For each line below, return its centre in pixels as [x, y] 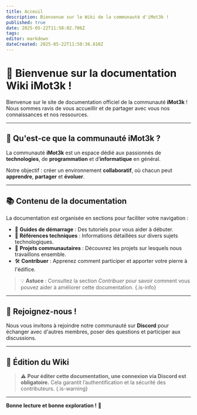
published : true [26, 22]
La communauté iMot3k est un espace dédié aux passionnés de [84, 153]
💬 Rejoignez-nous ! [42, 311]
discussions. [21, 338]
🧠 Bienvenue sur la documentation [91, 73]
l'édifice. [25, 269]
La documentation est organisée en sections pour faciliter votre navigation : [97, 218]
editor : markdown [27, 39]
